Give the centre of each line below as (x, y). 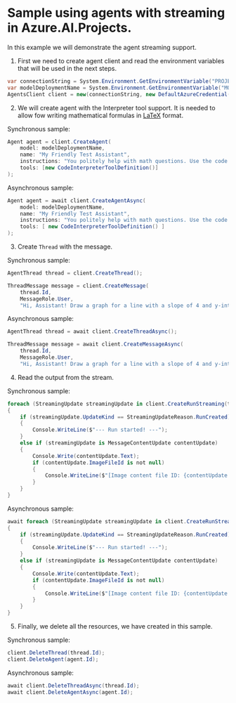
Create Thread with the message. (65, 247)
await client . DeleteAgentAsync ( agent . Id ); (70, 692)
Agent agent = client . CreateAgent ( (59, 142)
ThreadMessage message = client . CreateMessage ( (78, 286)
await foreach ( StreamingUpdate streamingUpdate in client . (97, 521)
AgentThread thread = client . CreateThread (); (75, 273)
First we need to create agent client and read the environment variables (121, 60)
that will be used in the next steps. (67, 68)
